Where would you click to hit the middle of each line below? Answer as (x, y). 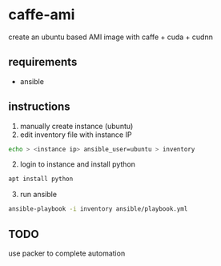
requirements (43, 62)
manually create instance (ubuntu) (76, 126)
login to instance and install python (78, 164)
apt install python (41, 179)
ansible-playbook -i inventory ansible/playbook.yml (98, 209)
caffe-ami (42, 15)
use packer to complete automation (67, 253)
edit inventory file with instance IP (76, 135)
